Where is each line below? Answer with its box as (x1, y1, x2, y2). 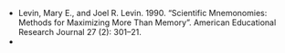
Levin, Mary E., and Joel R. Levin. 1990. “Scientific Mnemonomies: (17, 8, 268, 18)
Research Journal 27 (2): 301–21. (17, 27, 142, 37)
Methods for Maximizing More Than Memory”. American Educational (17, 17, 277, 28)
